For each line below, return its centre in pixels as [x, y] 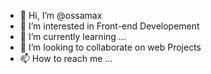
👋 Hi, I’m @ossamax [61, 15]
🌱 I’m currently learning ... [73, 36]
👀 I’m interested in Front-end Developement [109, 26]
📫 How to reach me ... [66, 58]
